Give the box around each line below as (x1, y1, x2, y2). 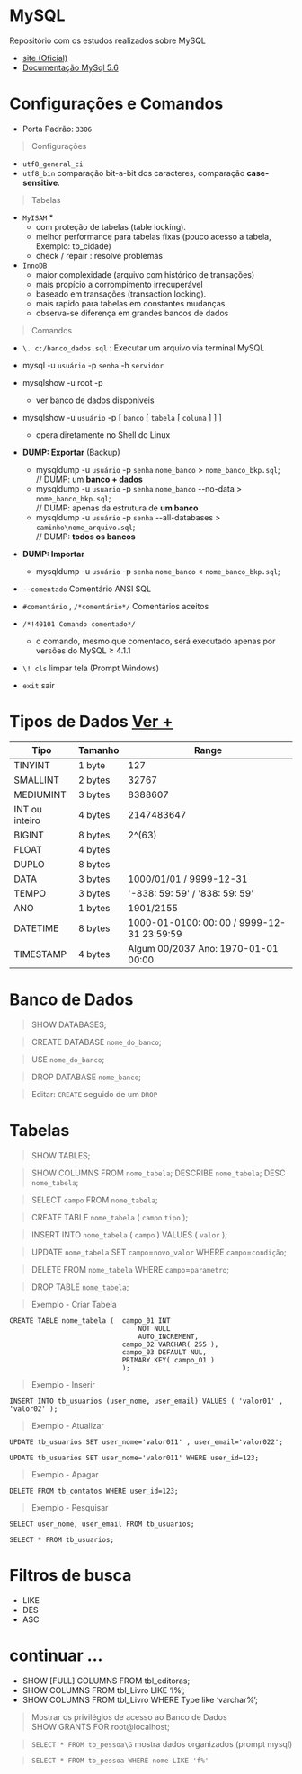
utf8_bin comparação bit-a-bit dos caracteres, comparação (22, 167, 245, 178)
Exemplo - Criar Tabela (31, 1299, 117, 1309)
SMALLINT (13, 774, 60, 786)
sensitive (22, 177, 58, 188)
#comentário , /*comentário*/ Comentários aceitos (22, 600, 209, 611)
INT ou (13, 803, 43, 815)
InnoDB (22, 262, 48, 271)
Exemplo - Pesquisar (31, 1502, 109, 1512)
